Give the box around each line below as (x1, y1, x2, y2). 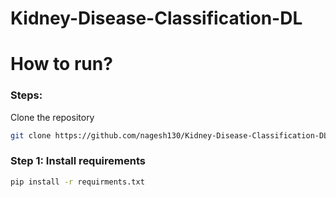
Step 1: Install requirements (10, 154, 146, 168)
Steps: (10, 88, 43, 102)
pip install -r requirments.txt (10, 177, 145, 187)
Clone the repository (10, 111, 95, 123)
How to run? (10, 53, 113, 76)
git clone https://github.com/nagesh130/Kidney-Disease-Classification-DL (10, 130, 329, 141)
